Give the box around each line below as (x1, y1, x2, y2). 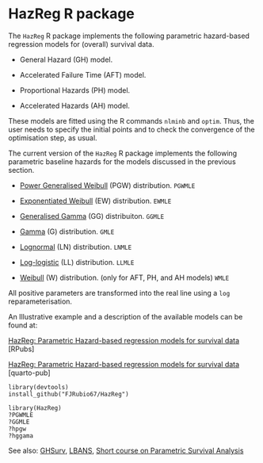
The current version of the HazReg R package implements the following (8, 148, 238, 158)
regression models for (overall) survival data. (8, 39, 154, 48)
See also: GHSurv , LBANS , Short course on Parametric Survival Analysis (8, 446, 244, 455)
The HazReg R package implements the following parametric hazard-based (8, 31, 250, 40)
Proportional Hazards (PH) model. (19, 85, 131, 95)
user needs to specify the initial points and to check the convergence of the (8, 124, 255, 134)
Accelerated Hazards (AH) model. (19, 101, 131, 110)
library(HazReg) (8, 404, 62, 412)
